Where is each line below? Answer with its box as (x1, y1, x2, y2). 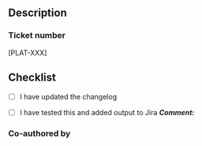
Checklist (8, 71, 57, 84)
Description (8, 6, 67, 20)
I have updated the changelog (19, 92, 117, 101)
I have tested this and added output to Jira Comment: (19, 107, 195, 117)
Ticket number (8, 30, 65, 41)
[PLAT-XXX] (8, 47, 47, 58)
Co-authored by (8, 128, 71, 139)
